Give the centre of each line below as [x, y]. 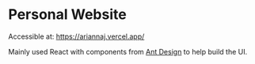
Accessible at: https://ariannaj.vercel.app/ [76, 36]
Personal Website [67, 15]
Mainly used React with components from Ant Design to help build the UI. [128, 51]
